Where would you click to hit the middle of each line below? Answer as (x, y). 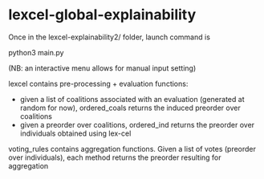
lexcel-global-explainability (102, 15)
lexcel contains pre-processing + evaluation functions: (98, 83)
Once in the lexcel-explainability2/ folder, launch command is (110, 37)
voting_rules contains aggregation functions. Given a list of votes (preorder (132, 148)
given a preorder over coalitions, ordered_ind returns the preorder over (137, 124)
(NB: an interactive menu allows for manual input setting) (102, 68)
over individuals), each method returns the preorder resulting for (115, 157)
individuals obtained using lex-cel (75, 133)
